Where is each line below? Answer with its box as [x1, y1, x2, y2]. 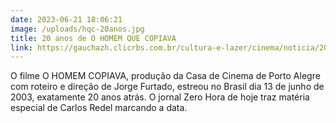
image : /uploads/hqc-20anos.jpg [10, 24, 145, 34]
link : [10, 42, 33, 53]
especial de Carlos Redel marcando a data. [10, 102, 188, 114]
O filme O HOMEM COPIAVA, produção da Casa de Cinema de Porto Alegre [10, 70, 321, 82]
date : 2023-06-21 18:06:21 [10, 14, 123, 25]
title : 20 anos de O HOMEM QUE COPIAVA [10, 33, 177, 43]
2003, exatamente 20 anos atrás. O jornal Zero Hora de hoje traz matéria [10, 91, 310, 103]
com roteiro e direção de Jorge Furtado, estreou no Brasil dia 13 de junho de [10, 81, 325, 93]
